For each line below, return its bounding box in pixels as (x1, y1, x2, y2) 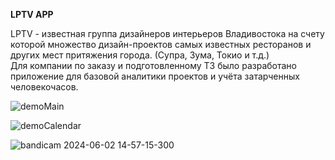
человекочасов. (10, 81, 79, 93)
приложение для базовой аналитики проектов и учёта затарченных (10, 70, 300, 82)
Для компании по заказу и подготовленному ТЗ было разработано (10, 60, 297, 71)
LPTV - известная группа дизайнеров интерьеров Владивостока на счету (10, 28, 325, 39)
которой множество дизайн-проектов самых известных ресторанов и (10, 39, 312, 50)
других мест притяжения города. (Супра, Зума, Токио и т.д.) (10, 49, 270, 61)
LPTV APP (10, 9, 54, 20)
